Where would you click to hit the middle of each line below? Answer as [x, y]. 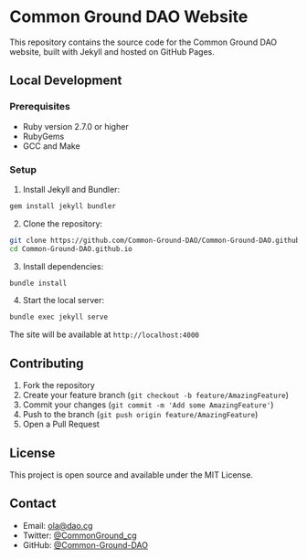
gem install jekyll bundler [63, 206]
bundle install [38, 283]
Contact [33, 504]
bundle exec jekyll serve [58, 317]
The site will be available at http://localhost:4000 [104, 334]
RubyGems [43, 136]
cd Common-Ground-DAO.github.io [71, 248]
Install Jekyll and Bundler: [71, 189]
